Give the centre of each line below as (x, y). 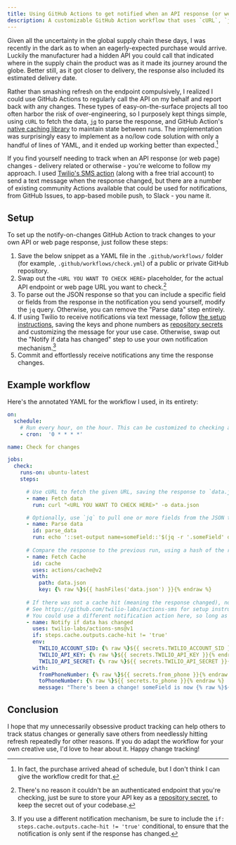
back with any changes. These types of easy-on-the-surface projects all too (118, 106)
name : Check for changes (44, 447)
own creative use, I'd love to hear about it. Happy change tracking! (104, 749)
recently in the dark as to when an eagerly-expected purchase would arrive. (117, 48)
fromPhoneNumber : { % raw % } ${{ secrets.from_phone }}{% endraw (133, 675)
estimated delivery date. (42, 77)
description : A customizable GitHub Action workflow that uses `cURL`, (114, 20)
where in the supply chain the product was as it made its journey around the (117, 63)
